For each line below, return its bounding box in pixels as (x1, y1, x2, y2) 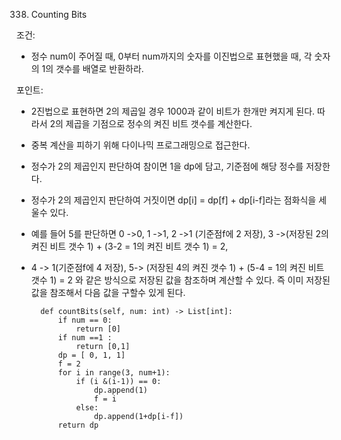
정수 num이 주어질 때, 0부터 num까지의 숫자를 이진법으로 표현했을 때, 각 (30, 50, 313, 62)
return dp (57, 420, 99, 430)
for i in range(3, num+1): (57, 368, 171, 378)
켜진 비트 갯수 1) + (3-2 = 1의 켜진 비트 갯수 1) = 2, (30, 240, 229, 252)
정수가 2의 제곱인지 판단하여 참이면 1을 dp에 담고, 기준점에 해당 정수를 (30, 160, 304, 172)
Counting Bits (30, 9, 88, 20)
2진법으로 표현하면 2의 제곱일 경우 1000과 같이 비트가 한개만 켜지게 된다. (30, 105, 316, 117)
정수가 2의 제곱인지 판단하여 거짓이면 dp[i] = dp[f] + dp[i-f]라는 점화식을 (30, 194, 317, 206)
